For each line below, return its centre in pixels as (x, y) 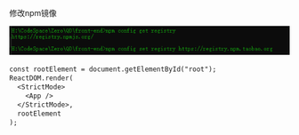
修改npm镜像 (33, 13)
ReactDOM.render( (41, 78)
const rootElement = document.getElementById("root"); (113, 69)
